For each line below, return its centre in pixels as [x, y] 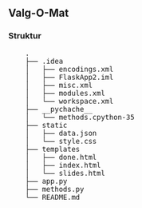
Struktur [25, 36]
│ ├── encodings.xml [69, 69]
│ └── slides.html [65, 173]
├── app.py [46, 181]
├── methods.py [55, 189]
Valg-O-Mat [39, 13]
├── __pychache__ [59, 109]
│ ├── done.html [61, 157]
